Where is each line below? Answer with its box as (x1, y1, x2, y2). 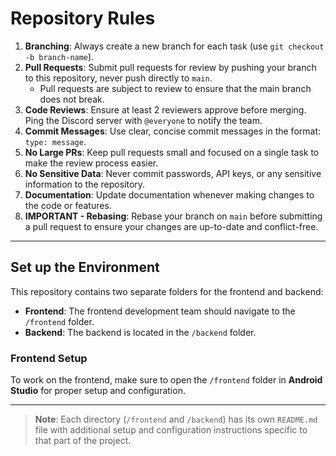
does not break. (39, 93, 105, 105)
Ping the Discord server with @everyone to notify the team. (24, 114, 263, 126)
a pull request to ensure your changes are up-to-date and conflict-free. (24, 220, 319, 232)
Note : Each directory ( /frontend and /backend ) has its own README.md (34, 413, 318, 426)
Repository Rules (10, 7, 156, 30)
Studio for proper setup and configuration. (10, 385, 186, 397)
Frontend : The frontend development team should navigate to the (24, 305, 296, 317)
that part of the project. (34, 435, 132, 447)
